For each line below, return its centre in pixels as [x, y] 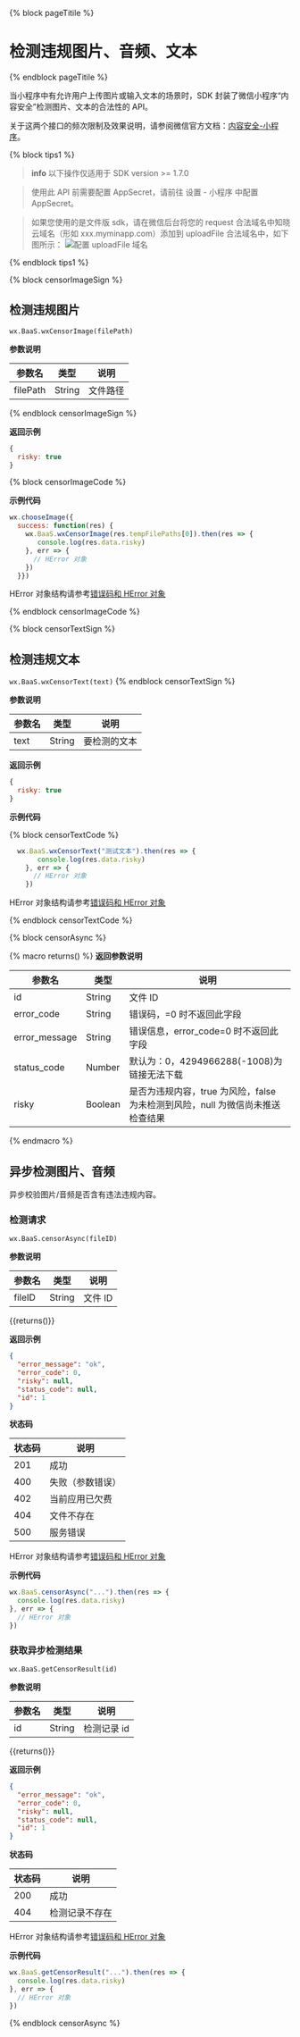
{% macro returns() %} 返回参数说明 [76, 956]
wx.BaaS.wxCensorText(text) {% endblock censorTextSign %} [122, 682]
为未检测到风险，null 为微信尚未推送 [205, 1105]
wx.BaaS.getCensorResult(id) [63, 1670]
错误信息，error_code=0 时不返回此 [204, 1031]
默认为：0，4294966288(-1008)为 [206, 1061]
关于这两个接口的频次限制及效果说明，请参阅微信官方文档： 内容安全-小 [140, 125]
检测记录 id [106, 1729]
